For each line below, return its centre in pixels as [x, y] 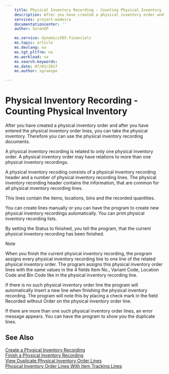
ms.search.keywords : [36, 61]
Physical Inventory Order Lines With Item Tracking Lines [64, 366]
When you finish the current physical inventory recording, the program [79, 254]
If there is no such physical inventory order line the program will [72, 285]
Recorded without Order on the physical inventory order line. [68, 301]
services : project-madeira [43, 19]
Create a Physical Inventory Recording [45, 350]
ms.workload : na [32, 57]
